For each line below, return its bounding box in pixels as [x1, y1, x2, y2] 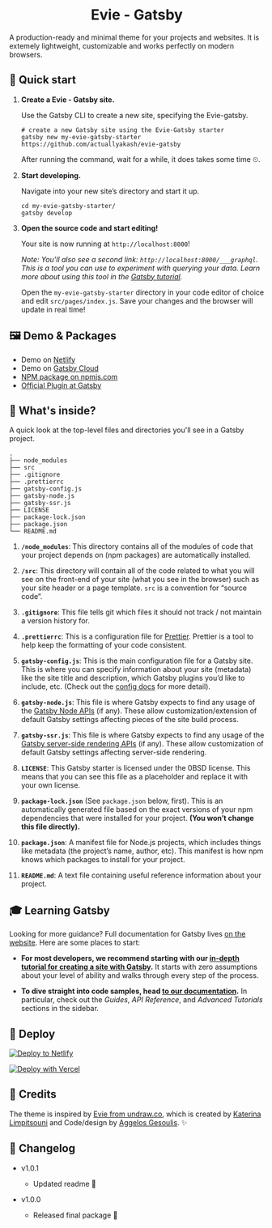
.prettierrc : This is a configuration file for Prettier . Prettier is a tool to [20, 631, 254, 641]
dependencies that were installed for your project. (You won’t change [20, 814, 254, 823]
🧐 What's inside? [9, 403, 96, 418]
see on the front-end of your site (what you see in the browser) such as [20, 575, 260, 584]
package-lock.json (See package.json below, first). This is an [20, 796, 223, 806]
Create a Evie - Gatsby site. [20, 95, 115, 104]
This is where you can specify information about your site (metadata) [20, 665, 252, 674]
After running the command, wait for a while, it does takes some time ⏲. [20, 154, 261, 164]
